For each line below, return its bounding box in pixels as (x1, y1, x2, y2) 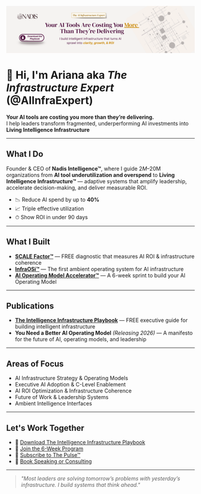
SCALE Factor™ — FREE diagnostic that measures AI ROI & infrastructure (14, 253, 195, 260)
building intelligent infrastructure (14, 323, 96, 330)
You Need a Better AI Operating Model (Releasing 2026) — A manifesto (14, 329, 193, 337)
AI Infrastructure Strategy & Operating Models (14, 375, 129, 382)
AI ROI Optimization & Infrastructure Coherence (14, 387, 132, 394)
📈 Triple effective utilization (14, 205, 84, 212)
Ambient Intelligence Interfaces (14, 400, 93, 407)
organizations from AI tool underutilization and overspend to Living (6, 171, 175, 179)
